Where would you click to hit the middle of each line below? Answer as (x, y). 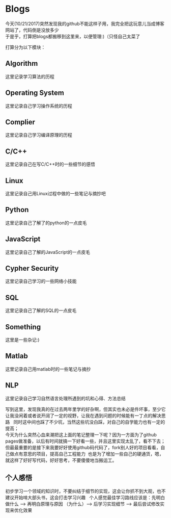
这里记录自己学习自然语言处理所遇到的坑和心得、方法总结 (65, 398)
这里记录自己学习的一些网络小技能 (41, 281)
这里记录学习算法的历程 (30, 76)
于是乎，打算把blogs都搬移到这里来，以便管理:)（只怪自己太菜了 (73, 36)
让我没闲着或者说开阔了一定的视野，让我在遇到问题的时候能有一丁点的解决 (83, 416)
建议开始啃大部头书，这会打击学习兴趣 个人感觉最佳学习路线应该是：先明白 (85, 497)
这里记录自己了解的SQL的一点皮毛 (41, 310)
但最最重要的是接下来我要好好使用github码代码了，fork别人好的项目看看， (83, 447)
